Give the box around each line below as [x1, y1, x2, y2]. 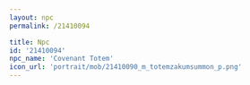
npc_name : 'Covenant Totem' [9, 55, 115, 64]
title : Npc [9, 38, 50, 47]
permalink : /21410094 [9, 21, 91, 30]
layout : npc [9, 13, 54, 22]
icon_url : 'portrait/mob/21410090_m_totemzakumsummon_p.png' [9, 63, 243, 72]
